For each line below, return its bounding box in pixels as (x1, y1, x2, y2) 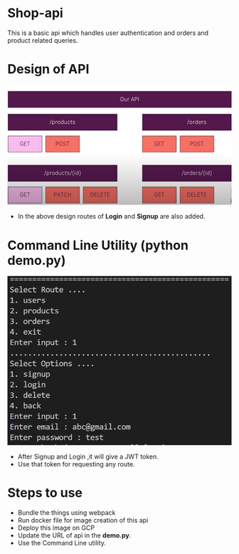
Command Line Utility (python (7, 237, 188, 254)
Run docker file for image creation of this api (17, 516, 149, 525)
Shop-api (7, 5, 64, 21)
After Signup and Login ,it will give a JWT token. (17, 452, 159, 461)
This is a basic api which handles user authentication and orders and (7, 28, 208, 37)
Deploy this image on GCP (17, 523, 95, 532)
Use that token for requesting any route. (17, 460, 135, 469)
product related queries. (7, 36, 78, 44)
